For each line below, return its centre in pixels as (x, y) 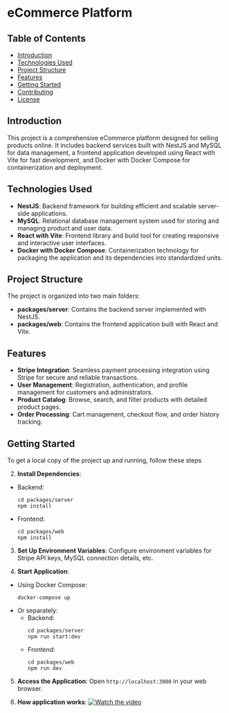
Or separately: (37, 611)
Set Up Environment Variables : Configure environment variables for (114, 551)
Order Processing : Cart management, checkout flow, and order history (118, 414)
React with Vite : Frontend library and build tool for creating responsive (118, 235)
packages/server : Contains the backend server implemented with (111, 310)
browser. (30, 689)
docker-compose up (44, 598)
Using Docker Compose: (52, 585)
